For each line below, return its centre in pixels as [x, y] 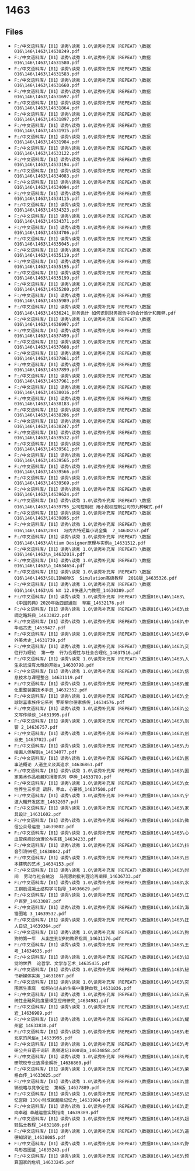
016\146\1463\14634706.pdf [47, 233]
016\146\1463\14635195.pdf [47, 267]
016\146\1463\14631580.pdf [47, 63]
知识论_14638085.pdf [42, 1138]
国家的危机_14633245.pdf [46, 1162]
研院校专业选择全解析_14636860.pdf [53, 1063]
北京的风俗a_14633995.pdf [43, 1038]
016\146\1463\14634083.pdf [47, 176]
